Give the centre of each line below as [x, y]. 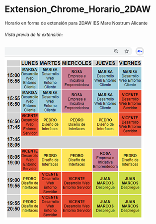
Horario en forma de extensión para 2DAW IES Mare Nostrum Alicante [76, 23]
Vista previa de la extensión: [34, 34]
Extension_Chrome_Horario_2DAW [78, 9]
